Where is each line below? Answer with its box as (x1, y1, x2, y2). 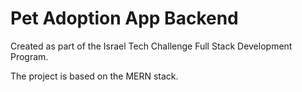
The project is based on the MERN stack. (10, 70, 179, 82)
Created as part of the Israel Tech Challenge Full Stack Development (10, 40, 293, 52)
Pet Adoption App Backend (10, 7, 239, 30)
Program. (10, 50, 49, 62)
